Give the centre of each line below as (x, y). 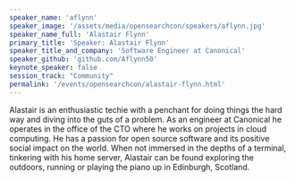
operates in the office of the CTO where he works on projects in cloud (138, 129)
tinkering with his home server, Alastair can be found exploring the (132, 157)
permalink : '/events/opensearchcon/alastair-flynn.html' (118, 84)
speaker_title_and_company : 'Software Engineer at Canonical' (127, 51)
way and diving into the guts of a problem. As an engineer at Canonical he (146, 119)
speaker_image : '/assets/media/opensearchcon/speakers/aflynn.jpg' (138, 26)
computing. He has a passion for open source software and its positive (139, 138)
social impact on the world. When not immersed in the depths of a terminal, (148, 148)
